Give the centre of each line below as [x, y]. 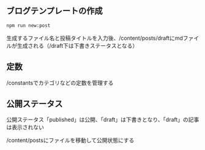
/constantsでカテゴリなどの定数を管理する [60, 83]
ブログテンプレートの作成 [54, 11]
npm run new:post [28, 25]
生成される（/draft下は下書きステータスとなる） [77, 45]
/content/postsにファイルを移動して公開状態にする [70, 140]
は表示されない [25, 127]
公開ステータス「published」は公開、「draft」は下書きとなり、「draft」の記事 [103, 120]
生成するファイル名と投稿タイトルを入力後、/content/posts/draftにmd [95, 38]
